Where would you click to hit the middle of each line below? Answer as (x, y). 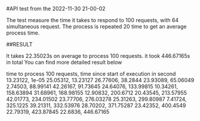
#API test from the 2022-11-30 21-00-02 (56, 9)
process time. (23, 33)
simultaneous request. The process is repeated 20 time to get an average (96, 27)
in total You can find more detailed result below (64, 62)
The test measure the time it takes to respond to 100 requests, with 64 (93, 20)
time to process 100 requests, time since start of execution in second (91, 74)
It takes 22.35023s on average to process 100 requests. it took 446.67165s (98, 56)
